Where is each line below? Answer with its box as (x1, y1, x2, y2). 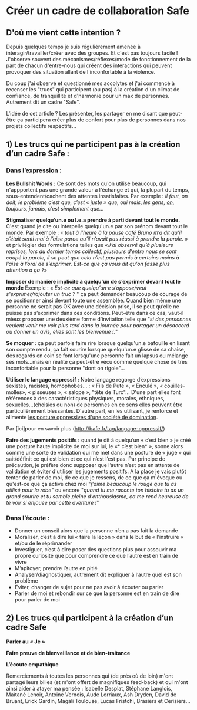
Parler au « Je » (6, 638, 45, 645)
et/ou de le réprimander (14, 540, 72, 547)
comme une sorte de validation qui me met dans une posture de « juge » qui (6, 449, 191, 456)
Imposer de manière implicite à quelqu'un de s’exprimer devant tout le (6, 278, 181, 285)
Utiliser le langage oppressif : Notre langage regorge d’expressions (6, 376, 171, 383)
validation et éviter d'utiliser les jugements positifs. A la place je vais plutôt (6, 468, 186, 475)
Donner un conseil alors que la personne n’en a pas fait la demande (14, 527, 178, 534)
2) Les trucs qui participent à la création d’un (6, 613, 173, 623)
